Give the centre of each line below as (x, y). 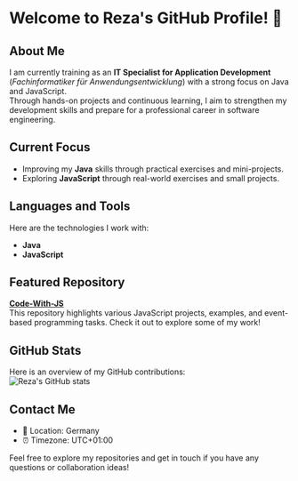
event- (276, 313)
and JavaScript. (38, 91)
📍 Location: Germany (60, 431)
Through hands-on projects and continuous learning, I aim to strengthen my (148, 100)
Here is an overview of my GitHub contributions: (97, 372)
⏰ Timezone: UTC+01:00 (68, 440)
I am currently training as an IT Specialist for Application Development (140, 72)
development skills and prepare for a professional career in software (134, 110)
